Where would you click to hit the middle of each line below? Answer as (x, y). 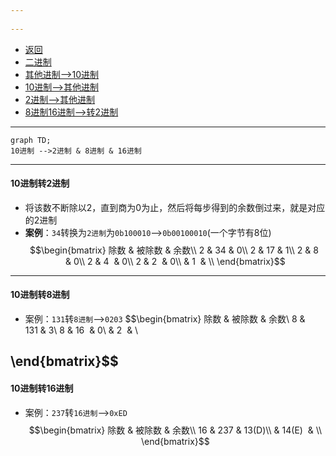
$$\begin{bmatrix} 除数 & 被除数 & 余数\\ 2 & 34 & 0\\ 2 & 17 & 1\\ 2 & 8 (174, 250)
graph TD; (31, 140)
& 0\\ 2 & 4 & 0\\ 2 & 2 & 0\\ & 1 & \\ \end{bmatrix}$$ (175, 261)
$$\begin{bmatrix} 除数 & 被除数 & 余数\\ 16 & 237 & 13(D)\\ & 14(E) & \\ (175, 430)
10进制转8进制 (40, 295)
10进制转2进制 (40, 183)
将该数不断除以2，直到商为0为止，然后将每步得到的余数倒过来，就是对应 (175, 207)
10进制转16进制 (42, 388)
